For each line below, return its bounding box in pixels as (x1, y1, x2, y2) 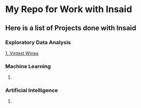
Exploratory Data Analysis (5, 39, 71, 46)
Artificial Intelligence (5, 87, 58, 94)
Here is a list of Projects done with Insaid (5, 24, 136, 32)
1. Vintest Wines (5, 50, 39, 56)
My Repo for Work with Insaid (5, 4, 132, 15)
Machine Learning (5, 63, 51, 70)
